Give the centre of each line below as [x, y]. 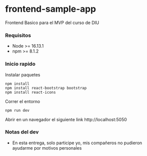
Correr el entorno [23, 101]
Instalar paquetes [23, 75]
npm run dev [17, 110]
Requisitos [18, 35]
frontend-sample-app [51, 9]
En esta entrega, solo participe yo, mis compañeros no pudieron [77, 143]
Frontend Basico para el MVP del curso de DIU [52, 23]
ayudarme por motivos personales [47, 148]
